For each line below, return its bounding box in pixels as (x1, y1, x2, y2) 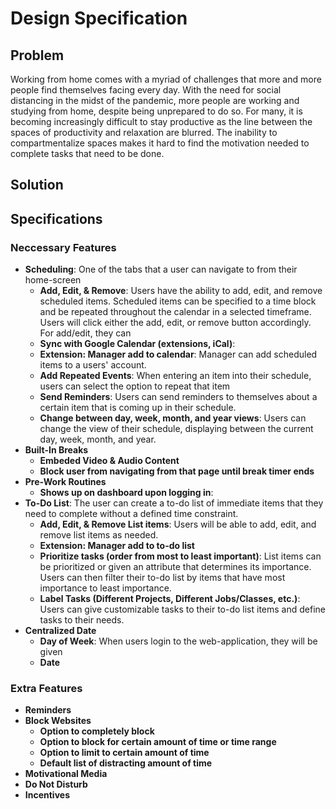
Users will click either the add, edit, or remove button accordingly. (39, 317, 312, 329)
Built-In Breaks (24, 444, 89, 456)
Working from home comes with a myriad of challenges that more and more (10, 73, 322, 85)
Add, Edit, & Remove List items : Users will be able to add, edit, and (39, 518, 317, 531)
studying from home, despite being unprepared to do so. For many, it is (10, 105, 303, 117)
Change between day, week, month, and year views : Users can (39, 412, 307, 424)
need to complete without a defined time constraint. (24, 508, 239, 520)
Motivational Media (24, 768, 108, 780)
